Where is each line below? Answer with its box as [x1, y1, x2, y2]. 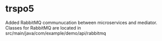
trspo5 [5, 3, 34, 14]
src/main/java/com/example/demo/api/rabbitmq [5, 30, 106, 36]
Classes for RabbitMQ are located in [5, 24, 81, 30]
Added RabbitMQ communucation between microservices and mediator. [5, 19, 157, 25]
